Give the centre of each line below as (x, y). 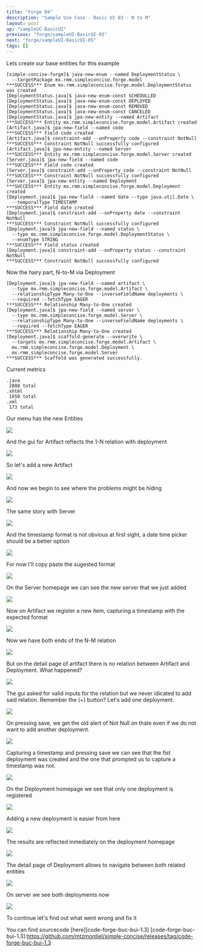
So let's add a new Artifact (40, 465)
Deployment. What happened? (44, 670)
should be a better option (38, 541)
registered (19, 795)
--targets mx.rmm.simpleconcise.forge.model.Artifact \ (84, 342)
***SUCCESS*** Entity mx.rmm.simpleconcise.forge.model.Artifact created (102, 122)
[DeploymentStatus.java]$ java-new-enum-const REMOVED (77, 106)
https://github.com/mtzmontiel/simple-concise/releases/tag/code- (110, 936)
